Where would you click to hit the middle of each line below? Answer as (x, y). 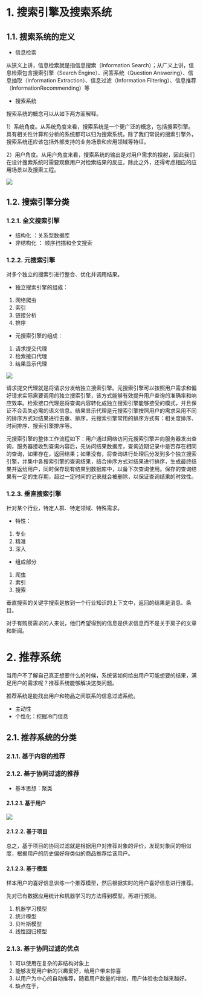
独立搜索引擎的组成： (41, 287)
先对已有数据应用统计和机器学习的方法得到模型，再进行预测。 (83, 896)
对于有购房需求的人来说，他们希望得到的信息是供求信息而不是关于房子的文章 (101, 623)
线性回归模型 (31, 931)
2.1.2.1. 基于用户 (26, 803)
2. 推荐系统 (34, 657)
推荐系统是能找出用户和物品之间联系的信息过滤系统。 (72, 696)
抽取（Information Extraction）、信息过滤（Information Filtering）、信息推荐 (104, 80)
